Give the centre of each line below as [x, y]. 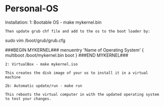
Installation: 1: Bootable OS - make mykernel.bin [54, 22]
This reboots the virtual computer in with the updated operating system [82, 94]
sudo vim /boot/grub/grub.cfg [35, 40]
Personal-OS [32, 9]
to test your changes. [28, 99]
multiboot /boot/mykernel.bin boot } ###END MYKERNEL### [67, 55]
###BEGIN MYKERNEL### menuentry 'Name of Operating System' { [74, 50]
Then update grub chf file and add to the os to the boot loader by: [78, 31]
